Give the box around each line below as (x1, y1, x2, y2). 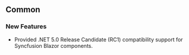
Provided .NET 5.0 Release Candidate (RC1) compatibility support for (14, 35, 183, 43)
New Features (5, 22, 47, 31)
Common (5, 5, 41, 15)
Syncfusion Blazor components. (14, 42, 93, 49)
